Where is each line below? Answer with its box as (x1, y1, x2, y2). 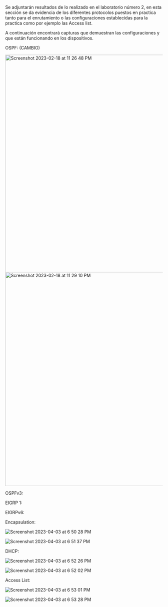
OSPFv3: (5, 490, 23, 496)
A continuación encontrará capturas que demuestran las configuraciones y (5, 30, 160, 35)
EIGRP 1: (5, 500, 22, 506)
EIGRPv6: (5, 510, 25, 515)
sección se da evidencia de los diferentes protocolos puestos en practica (5, 9, 156, 15)
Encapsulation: (5, 519, 36, 525)
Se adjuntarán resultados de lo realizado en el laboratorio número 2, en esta (5, 4, 161, 10)
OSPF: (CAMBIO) (5, 45, 40, 50)
